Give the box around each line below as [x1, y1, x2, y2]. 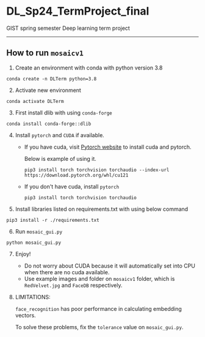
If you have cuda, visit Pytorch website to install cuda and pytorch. [24, 143, 192, 151]
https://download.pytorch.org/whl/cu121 [24, 172, 129, 178]
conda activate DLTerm [6, 98, 64, 104]
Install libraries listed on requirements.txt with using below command [15, 205, 189, 213]
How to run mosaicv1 [6, 48, 84, 59]
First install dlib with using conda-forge [15, 108, 113, 116]
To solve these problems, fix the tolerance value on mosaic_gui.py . [15, 323, 184, 330]
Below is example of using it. [24, 155, 96, 162]
